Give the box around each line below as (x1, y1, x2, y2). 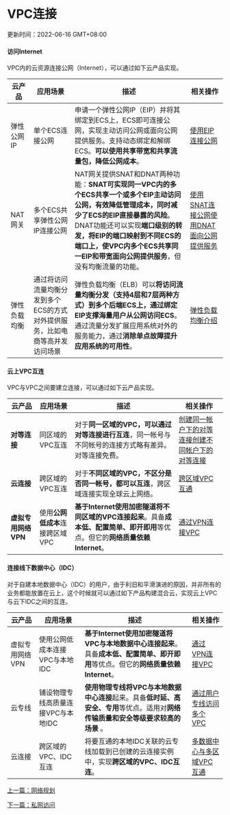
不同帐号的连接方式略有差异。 (75, 440, 171, 450)
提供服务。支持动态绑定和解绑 (74, 136, 171, 146)
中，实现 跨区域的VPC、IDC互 (84, 757, 180, 766)
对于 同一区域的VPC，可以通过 (75, 420, 172, 429)
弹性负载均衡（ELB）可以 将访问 (74, 280, 177, 290)
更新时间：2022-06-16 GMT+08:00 (7, 30, 107, 38)
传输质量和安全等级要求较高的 (84, 713, 181, 723)
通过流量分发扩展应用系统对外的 (74, 321, 178, 331)
